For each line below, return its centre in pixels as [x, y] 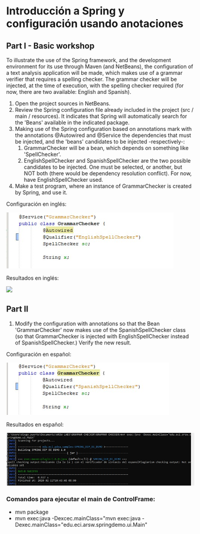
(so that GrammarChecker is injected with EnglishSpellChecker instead [102, 336]
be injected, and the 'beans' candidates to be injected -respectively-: [100, 141]
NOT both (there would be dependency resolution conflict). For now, [108, 173]
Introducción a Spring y [65, 11]
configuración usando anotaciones [95, 24]
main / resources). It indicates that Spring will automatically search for [101, 116]
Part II [17, 309]
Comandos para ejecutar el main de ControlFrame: [81, 499]
